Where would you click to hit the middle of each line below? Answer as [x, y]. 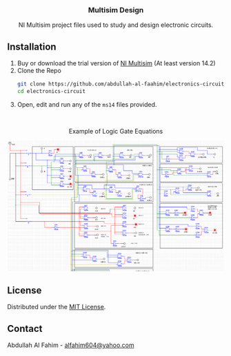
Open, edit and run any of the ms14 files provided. [87, 104]
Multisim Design [116, 10]
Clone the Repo [39, 71]
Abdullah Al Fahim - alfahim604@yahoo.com [71, 345]
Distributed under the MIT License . [57, 307]
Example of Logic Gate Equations [116, 131]
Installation [32, 46]
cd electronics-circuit [51, 91]
